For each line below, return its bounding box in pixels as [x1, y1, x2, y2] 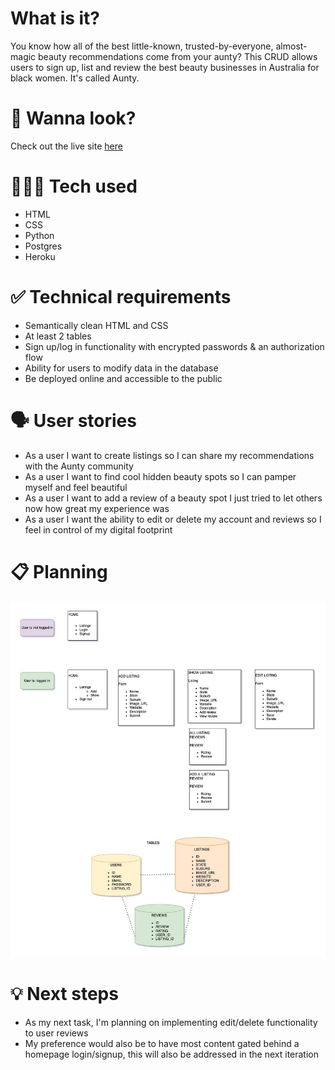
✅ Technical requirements [10, 286, 232, 308]
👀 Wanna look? [10, 107, 137, 130]
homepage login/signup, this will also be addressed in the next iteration [24, 1048, 320, 1060]
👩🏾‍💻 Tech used [10, 175, 138, 198]
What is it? [10, 7, 101, 30]
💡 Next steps [10, 982, 119, 1005]
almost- [275, 40, 308, 52]
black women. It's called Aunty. [10, 72, 140, 84]
